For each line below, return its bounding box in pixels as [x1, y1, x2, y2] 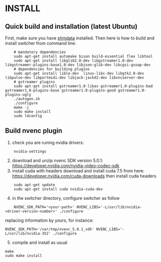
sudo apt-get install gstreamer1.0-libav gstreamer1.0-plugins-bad [14, 84, 153, 88]
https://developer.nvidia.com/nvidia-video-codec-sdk [12, 162, 120, 168]
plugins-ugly [5, 92, 32, 97]
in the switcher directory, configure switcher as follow [12, 195, 120, 201]
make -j [14, 105, 29, 110]
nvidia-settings [14, 149, 47, 154]
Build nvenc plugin [5, 127, 63, 135]
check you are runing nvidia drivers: [12, 140, 84, 145]
